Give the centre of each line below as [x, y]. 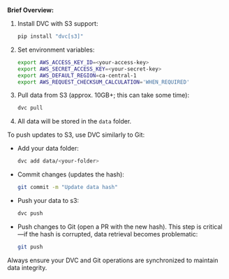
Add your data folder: [48, 149]
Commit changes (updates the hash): [71, 174]
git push [30, 247]
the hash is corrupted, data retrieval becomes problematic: [113, 234]
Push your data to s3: [48, 201]
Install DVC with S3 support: [58, 23]
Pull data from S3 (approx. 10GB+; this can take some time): [103, 95]
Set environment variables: [56, 50]
